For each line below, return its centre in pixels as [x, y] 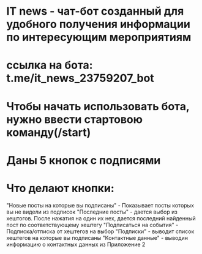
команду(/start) [49, 132]
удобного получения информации [99, 24]
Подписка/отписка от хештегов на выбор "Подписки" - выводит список [100, 231]
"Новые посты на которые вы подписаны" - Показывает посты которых [100, 205]
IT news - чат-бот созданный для [95, 11]
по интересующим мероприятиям [99, 37]
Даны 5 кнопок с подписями [84, 160]
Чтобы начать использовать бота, [98, 106]
